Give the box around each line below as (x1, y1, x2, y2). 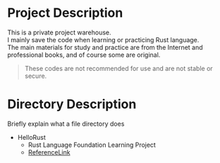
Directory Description (7, 96, 137, 112)
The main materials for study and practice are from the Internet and (7, 43, 203, 51)
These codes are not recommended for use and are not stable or (24, 64, 213, 72)
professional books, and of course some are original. (7, 51, 161, 59)
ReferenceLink (28, 148, 71, 156)
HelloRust (17, 133, 46, 141)
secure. (24, 72, 47, 80)
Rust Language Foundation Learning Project (28, 141, 157, 149)
